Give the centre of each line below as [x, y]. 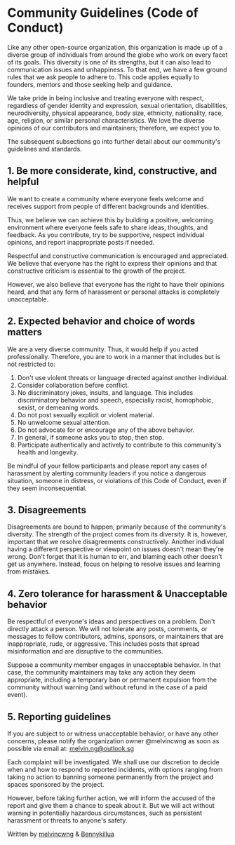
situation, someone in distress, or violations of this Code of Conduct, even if [117, 480]
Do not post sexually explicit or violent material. [86, 414]
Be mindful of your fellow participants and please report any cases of [107, 466]
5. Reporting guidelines [59, 717]
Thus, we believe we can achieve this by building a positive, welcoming [110, 219]
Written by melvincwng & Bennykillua [61, 834]
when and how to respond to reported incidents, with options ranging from [115, 770]
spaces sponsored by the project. [56, 784]
